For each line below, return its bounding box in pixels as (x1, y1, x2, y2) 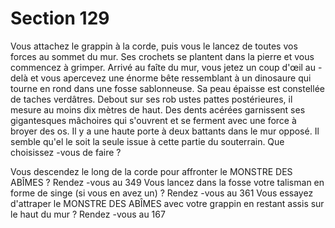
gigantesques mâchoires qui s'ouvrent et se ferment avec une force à (10, 114, 297, 126)
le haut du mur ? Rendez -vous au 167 (10, 208, 166, 220)
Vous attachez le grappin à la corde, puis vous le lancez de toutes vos (10, 40, 298, 52)
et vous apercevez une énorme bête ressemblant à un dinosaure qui (29, 72, 312, 84)
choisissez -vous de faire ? (10, 146, 122, 158)
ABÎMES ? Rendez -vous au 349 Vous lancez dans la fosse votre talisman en (10, 176, 325, 188)
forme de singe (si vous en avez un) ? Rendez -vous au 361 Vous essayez (10, 187, 314, 199)
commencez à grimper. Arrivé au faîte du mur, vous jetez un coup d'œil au (10, 61, 316, 73)
